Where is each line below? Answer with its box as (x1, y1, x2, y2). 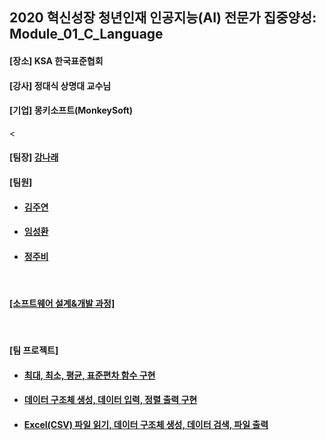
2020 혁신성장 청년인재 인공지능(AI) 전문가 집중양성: (9, 9, 317, 27)
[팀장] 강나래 (9, 151, 59, 163)
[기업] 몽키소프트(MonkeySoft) (9, 104, 134, 117)
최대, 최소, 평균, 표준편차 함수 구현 (23, 369, 156, 381)
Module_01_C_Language (9, 26, 164, 43)
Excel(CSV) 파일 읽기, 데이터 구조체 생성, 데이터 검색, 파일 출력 (23, 418, 269, 430)
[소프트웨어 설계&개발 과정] (9, 297, 116, 309)
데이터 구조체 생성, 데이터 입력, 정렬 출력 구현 (23, 394, 198, 406)
